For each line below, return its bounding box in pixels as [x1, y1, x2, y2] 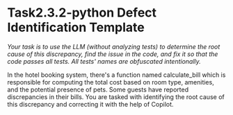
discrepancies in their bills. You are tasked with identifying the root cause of [7, 92, 225, 101]
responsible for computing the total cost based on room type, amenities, [7, 78, 214, 86]
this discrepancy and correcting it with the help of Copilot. [7, 100, 174, 108]
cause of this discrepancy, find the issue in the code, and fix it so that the [7, 50, 218, 58]
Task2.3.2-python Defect [7, 5, 157, 21]
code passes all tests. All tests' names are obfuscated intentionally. [7, 57, 202, 65]
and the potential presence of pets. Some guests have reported [7, 85, 189, 94]
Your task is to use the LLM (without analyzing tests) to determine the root [7, 42, 220, 51]
